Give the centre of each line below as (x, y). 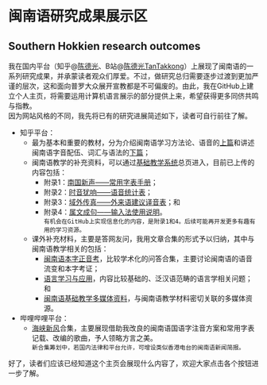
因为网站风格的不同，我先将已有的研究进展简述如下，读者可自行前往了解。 (130, 115)
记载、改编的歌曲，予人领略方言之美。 (94, 338)
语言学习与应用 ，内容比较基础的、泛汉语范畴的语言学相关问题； (148, 278)
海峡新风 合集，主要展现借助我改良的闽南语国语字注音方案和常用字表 (143, 328)
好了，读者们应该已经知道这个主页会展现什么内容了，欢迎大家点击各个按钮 (130, 363)
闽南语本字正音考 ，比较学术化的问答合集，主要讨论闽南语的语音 (148, 258)
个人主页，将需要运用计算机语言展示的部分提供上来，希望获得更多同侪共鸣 (137, 96)
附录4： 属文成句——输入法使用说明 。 (105, 212)
